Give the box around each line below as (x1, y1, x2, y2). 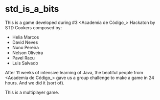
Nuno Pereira (12, 44, 39, 50)
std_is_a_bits (5, 3, 59, 15)
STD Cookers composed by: (5, 24, 62, 30)
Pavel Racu (12, 55, 35, 60)
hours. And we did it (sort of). (5, 80, 65, 86)
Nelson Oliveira (12, 50, 43, 56)
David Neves (12, 39, 38, 45)
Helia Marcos (12, 34, 39, 40)
